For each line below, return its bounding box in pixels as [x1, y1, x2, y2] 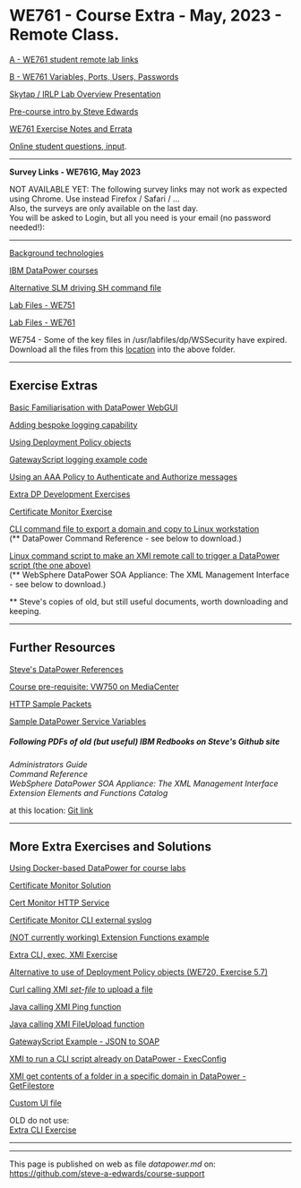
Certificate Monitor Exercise [9, 506, 113, 517]
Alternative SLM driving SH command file [9, 282, 162, 293]
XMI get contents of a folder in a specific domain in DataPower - [9, 1071, 246, 1081]
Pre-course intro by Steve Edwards [9, 106, 139, 116]
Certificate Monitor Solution [9, 880, 112, 891]
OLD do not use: [9, 1115, 70, 1126]
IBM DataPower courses [9, 265, 99, 276]
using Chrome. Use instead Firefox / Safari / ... [9, 193, 181, 204]
